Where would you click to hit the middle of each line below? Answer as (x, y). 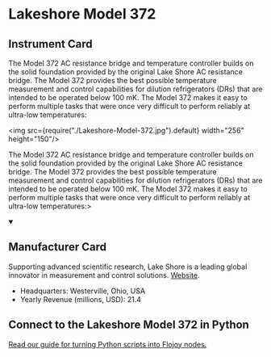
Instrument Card (50, 44)
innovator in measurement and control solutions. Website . (104, 275)
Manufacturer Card (58, 247)
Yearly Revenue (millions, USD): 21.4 (81, 299)
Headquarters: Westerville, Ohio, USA (83, 291)
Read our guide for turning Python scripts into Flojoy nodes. (108, 344)
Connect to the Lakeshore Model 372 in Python (129, 325)
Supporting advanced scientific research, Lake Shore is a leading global (128, 267)
